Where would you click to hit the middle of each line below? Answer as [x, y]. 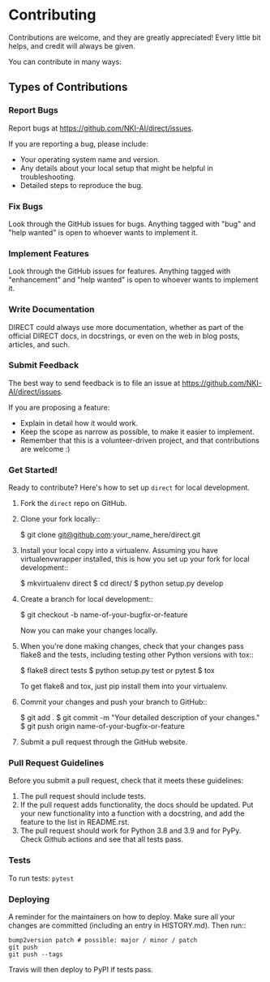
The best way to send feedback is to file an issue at [94, 383]
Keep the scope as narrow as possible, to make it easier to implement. [137, 431]
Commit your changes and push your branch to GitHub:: [114, 702]
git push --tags [36, 954]
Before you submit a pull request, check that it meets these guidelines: [126, 781]
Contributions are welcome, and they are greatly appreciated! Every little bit [135, 37]
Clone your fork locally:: [60, 519]
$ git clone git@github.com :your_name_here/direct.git [110, 535]
